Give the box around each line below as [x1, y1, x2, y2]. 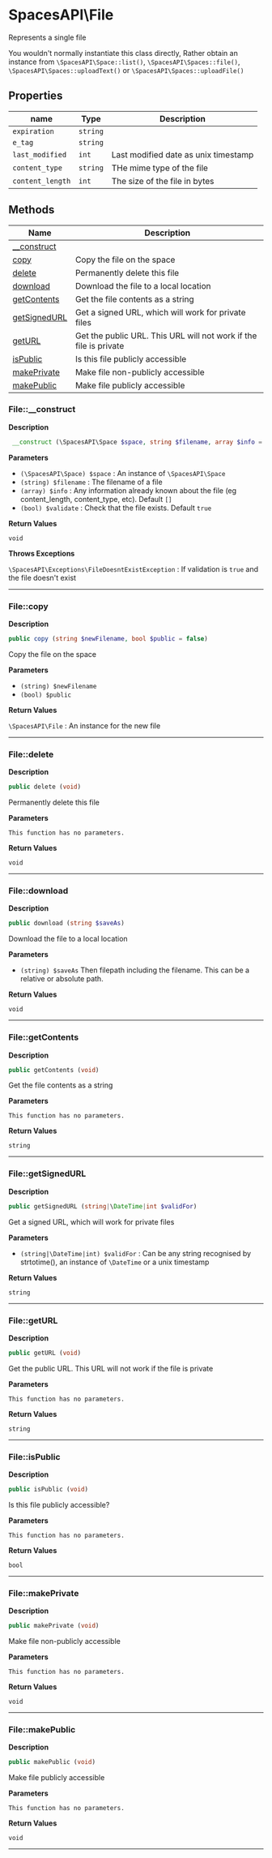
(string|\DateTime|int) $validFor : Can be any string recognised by [19, 1248, 252, 1258]
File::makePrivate [8, 1587, 79, 1598]
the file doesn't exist [8, 573, 77, 582]
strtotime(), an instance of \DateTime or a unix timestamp [19, 1257, 210, 1267]
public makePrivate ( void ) [8, 1622, 100, 1630]
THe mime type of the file [111, 162, 209, 174]
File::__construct [8, 404, 76, 415]
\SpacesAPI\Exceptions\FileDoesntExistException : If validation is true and [8, 564, 259, 573]
